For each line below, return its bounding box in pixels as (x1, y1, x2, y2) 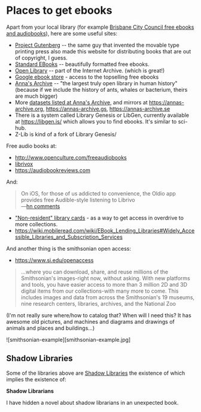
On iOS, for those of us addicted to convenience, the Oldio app (20, 190, 176, 197)
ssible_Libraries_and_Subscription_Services (14, 233, 123, 240)
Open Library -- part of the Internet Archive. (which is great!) (14, 67, 165, 74)
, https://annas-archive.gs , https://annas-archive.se (42, 105, 170, 112)
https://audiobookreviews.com (14, 166, 91, 174)
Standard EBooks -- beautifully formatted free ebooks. (14, 61, 150, 68)
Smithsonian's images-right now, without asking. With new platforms (20, 274, 190, 282)
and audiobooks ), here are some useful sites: (6, 29, 118, 37)
